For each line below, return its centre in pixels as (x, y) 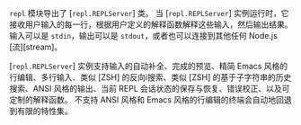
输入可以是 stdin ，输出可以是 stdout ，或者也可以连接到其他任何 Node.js (144, 36)
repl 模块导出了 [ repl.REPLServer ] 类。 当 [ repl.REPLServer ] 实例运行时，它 (149, 13)
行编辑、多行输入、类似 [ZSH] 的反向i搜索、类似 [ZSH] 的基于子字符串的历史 (150, 77)
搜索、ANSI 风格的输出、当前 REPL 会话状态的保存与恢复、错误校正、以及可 (150, 89)
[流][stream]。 (36, 47)
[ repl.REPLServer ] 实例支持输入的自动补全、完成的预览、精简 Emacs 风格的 (149, 66)
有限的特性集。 (44, 111)
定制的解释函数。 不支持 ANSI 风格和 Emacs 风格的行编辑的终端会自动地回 (147, 100)
